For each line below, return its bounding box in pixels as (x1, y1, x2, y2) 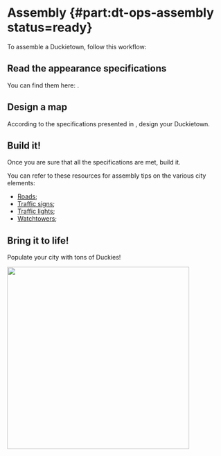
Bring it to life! (7, 235, 69, 246)
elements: (7, 179, 36, 187)
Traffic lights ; (17, 207, 55, 216)
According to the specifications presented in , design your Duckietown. (7, 119, 210, 128)
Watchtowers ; (17, 214, 58, 223)
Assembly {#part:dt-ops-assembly (7, 5, 215, 21)
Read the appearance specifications (7, 62, 167, 74)
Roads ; (17, 192, 38, 201)
